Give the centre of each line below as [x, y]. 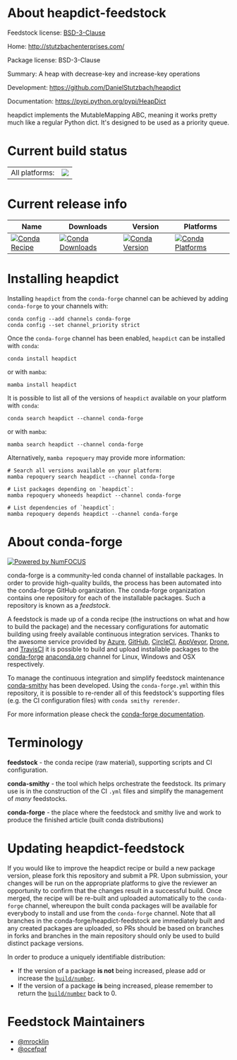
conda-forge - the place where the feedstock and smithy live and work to [114, 812]
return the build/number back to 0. [67, 993]
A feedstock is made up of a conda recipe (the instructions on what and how [119, 619]
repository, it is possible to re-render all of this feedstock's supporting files [116, 693]
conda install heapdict [42, 359]
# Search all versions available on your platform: [85, 471]
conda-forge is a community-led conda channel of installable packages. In [115, 575]
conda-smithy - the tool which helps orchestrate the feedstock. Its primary [117, 783]
